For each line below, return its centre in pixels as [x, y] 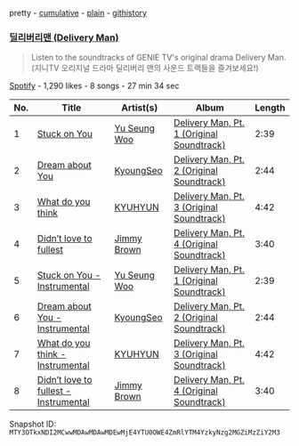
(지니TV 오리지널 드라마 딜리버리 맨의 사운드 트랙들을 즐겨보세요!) [145, 68]
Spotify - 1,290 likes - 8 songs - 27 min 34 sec [94, 86]
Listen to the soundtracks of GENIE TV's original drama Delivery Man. [158, 58]
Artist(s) [140, 108]
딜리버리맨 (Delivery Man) [64, 37]
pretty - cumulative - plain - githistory [78, 13]
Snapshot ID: [33, 424]
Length [270, 108]
